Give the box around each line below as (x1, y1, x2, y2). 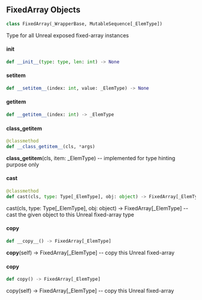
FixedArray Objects (6, 5, 81, 15)
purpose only (6, 161, 39, 168)
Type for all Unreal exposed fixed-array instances (6, 31, 129, 39)
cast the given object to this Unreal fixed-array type (6, 211, 135, 218)
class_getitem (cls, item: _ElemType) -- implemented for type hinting (6, 154, 176, 161)
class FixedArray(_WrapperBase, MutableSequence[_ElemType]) (6, 20, 163, 27)
